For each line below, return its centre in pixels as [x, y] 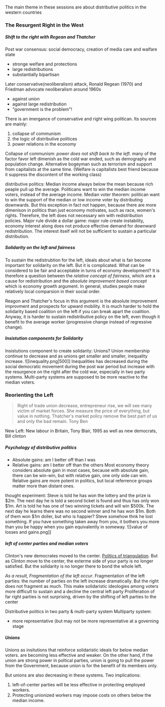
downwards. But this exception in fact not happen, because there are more [81, 205]
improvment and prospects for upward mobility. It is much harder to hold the [82, 306]
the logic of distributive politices [45, 139]
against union [26, 98]
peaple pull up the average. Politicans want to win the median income [75, 189]
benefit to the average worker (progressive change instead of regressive [79, 321]
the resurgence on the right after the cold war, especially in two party [75, 372]
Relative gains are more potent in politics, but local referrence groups [82, 481]
